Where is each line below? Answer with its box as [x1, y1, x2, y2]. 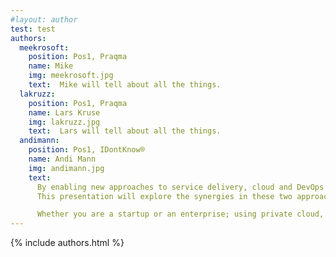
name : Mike [28, 61, 74, 71]
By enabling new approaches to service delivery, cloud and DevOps [36, 182, 325, 192]
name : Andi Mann [28, 154, 97, 164]
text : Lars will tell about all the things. [28, 126, 222, 136]
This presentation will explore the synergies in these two [36, 191, 293, 201]
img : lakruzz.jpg [28, 117, 101, 127]
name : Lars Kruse [28, 107, 101, 118]
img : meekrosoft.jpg [28, 71, 114, 81]
